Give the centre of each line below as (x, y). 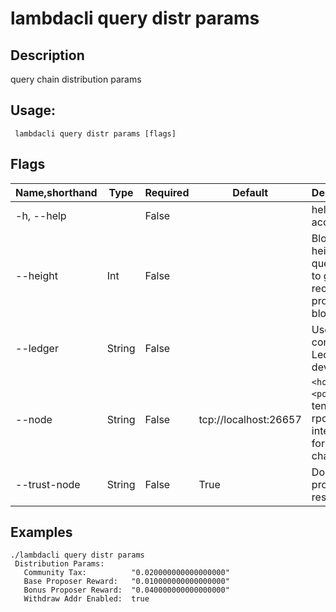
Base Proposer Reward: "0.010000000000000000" (126, 582)
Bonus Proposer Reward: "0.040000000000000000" (126, 590)
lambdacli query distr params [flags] (95, 133)
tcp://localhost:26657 (250, 419)
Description (47, 55)
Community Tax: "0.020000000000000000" (126, 573)
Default (250, 192)
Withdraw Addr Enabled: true (86, 599)
